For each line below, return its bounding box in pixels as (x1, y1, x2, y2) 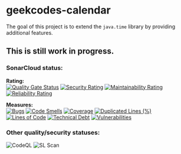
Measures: (6, 101, 34, 108)
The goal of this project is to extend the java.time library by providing (6, 23, 176, 30)
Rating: (6, 77, 25, 84)
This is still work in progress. (6, 46, 114, 56)
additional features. (6, 29, 53, 36)
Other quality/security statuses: (6, 128, 100, 136)
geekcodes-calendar (6, 4, 111, 17)
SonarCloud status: (6, 64, 63, 72)
